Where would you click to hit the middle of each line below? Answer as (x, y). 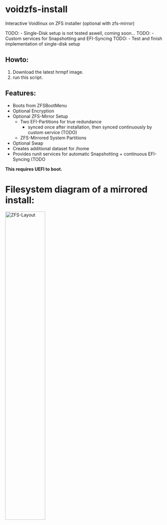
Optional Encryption (33, 111)
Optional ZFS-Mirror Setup (40, 116)
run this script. (28, 77)
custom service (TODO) (52, 132)
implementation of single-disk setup (43, 43)
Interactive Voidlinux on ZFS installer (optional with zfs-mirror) (70, 23)
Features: (21, 93)
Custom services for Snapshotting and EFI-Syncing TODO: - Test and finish (84, 38)
